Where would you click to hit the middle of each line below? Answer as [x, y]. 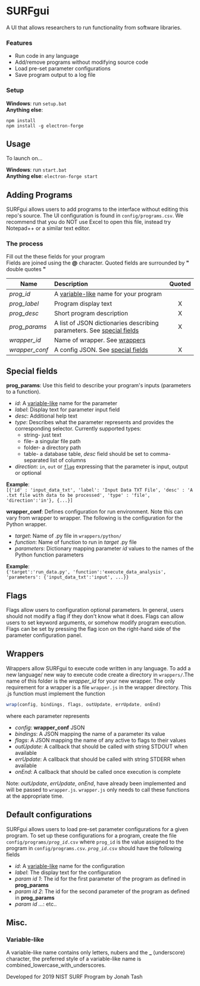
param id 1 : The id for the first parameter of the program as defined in [100, 878]
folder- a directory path [52, 447]
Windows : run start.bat [37, 170]
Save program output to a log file [55, 75]
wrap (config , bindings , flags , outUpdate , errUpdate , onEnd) [84, 704]
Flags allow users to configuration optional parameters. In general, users [95, 610]
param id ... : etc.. [36, 904]
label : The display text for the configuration [68, 872]
